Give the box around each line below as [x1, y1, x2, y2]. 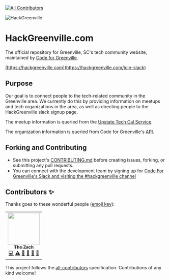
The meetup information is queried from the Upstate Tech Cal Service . [5, 118, 153, 125]
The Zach [14, 244, 34, 250]
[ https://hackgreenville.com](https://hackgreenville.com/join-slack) [5, 64, 146, 71]
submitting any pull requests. [12, 162, 74, 168]
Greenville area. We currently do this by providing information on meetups [5, 98, 160, 104]
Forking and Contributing [5, 143, 87, 152]
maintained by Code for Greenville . [5, 54, 78, 60]
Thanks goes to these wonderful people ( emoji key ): [5, 201, 115, 207]
